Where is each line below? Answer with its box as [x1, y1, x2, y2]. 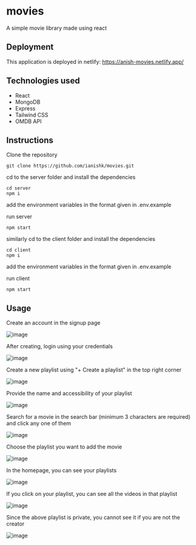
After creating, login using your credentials [6, 343, 113, 350]
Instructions [6, 135, 53, 145]
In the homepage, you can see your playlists [6, 467, 117, 474]
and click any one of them [6, 420, 72, 427]
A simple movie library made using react [6, 24, 107, 32]
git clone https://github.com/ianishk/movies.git [6, 163, 135, 169]
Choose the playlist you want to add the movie [6, 443, 123, 450]
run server [6, 213, 32, 220]
